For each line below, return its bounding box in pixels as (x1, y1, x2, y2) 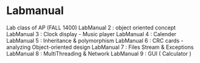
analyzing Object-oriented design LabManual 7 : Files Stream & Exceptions (6, 43, 194, 51)
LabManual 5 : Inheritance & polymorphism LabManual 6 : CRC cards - (6, 37, 184, 44)
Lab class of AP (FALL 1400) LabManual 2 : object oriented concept (6, 24, 176, 31)
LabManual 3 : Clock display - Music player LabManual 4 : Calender (6, 30, 177, 37)
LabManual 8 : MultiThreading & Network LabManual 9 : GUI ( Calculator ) (6, 50, 192, 57)
